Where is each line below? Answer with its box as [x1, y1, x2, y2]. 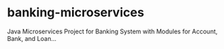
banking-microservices [7, 5, 144, 20]
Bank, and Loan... [7, 34, 57, 42]
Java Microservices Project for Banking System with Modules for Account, [7, 27, 218, 35]
